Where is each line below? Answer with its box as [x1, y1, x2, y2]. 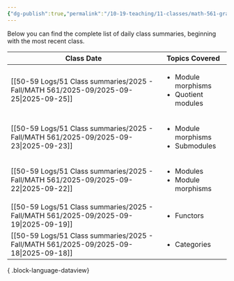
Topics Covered [166, 53, 221, 63]
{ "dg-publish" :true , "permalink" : [7, 10, 104, 17]
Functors [175, 211, 204, 220]
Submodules [175, 141, 217, 151]
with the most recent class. [7, 36, 85, 45]
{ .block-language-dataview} [7, 266, 90, 274]
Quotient [175, 89, 203, 99]
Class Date [65, 53, 102, 63]
